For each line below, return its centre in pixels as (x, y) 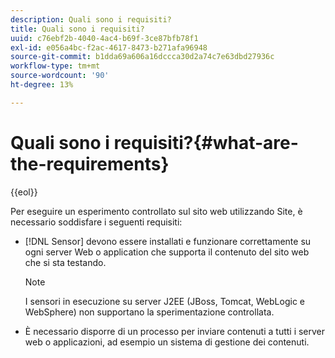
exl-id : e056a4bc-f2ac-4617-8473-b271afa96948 (109, 47)
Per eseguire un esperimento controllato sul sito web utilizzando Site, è (156, 211)
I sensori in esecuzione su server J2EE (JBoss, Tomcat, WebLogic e (164, 301)
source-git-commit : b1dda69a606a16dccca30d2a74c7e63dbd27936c (142, 57)
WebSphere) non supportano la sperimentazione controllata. (149, 312)
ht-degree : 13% (42, 85)
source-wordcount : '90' (60, 76)
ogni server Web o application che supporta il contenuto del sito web (167, 252)
